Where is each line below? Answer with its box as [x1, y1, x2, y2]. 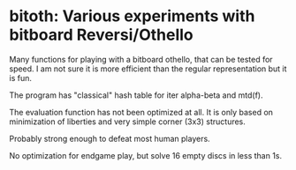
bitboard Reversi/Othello [9, 25, 194, 45]
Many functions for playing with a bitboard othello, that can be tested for [9, 54, 273, 64]
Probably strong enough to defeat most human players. [9, 133, 210, 144]
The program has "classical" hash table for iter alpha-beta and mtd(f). [9, 90, 263, 100]
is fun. [9, 72, 33, 83]
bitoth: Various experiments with [9, 6, 255, 26]
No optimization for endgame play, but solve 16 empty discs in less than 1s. [9, 150, 283, 160]
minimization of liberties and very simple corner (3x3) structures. [9, 116, 246, 127]
